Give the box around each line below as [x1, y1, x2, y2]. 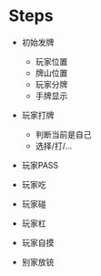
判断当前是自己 [35, 128, 92, 139]
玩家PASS [21, 159, 59, 170]
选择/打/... [35, 140, 73, 151]
